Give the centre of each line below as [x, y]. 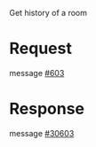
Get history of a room [48, 13]
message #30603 [42, 133]
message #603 [37, 73]
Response [47, 109]
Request [41, 49]
